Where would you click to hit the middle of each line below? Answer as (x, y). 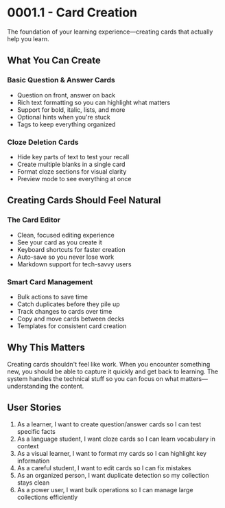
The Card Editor (34, 220)
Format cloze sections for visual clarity (72, 171)
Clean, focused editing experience (66, 235)
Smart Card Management (50, 281)
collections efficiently (47, 497)
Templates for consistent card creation (72, 326)
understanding (28, 386)
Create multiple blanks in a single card (71, 164)
